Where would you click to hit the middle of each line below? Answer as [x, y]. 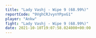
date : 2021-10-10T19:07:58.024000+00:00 [48, 28]
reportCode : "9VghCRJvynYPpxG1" [39, 14]
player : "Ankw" [21, 19]
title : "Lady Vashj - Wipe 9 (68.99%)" [47, 10]
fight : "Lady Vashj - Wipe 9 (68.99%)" [47, 23]
